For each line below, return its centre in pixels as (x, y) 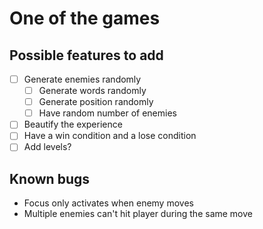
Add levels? (47, 147)
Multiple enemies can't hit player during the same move (138, 214)
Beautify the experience (73, 124)
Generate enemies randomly (82, 79)
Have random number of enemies (107, 113)
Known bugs (50, 178)
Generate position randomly (96, 102)
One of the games (85, 18)
